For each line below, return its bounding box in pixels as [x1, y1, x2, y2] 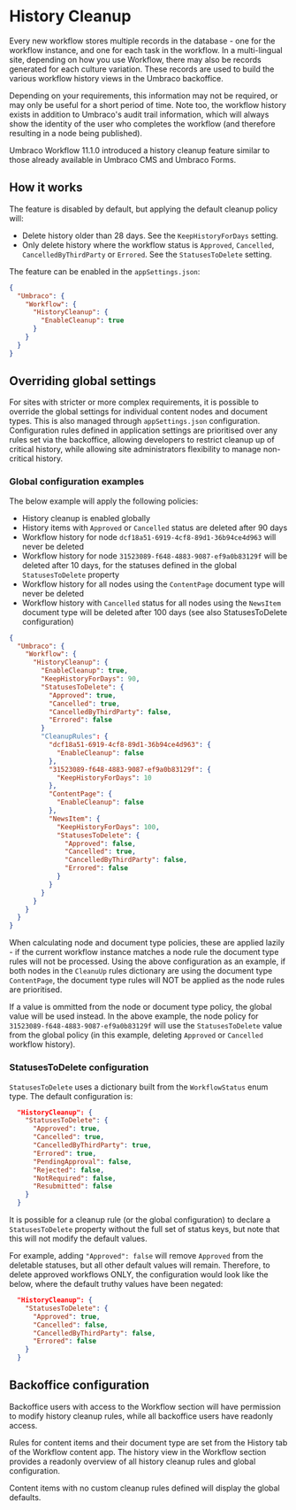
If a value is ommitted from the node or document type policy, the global [9, 1002, 272, 1013]
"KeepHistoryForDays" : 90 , [41, 674, 140, 683]
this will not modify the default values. [9, 1233, 148, 1244]
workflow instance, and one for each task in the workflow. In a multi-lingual [9, 44, 283, 55]
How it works [9, 180, 83, 196]
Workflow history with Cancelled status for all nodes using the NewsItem [21, 597, 281, 608]
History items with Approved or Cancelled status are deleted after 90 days [21, 522, 288, 533]
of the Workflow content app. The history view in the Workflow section [9, 1446, 267, 1457]
